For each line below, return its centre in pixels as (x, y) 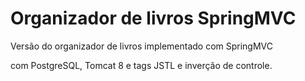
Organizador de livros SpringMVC (153, 18)
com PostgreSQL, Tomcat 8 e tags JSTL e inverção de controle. (141, 65)
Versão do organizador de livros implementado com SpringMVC (142, 46)
